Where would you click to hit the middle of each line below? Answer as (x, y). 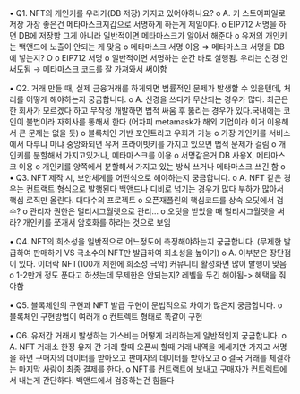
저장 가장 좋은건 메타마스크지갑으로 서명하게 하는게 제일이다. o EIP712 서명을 (143, 24)
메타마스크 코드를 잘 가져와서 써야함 (105, 69)
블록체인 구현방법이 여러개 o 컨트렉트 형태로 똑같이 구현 (106, 317)
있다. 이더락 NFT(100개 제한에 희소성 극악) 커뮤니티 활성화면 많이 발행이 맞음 (153, 264)
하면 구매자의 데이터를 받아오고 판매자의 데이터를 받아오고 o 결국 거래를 (142, 358)
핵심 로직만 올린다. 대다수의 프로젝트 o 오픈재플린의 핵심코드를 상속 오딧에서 (142, 200)
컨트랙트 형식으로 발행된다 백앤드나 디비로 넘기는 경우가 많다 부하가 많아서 (155, 189)
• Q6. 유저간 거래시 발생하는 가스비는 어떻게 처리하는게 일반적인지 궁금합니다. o (148, 335)
